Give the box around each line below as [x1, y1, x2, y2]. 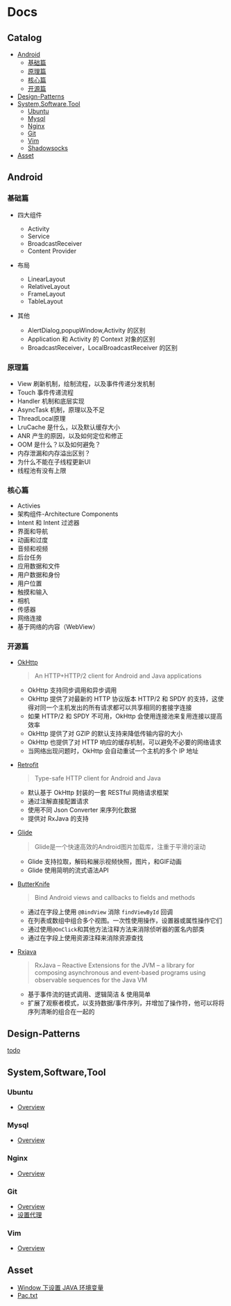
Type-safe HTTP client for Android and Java [34, 773, 162, 782]
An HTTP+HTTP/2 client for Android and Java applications [34, 671, 203, 680]
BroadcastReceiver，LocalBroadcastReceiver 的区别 [27, 343, 178, 351]
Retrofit [17, 760, 39, 769]
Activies [17, 501, 41, 510]
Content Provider [27, 246, 77, 255]
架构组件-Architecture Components [17, 510, 119, 518]
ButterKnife [17, 880, 50, 888]
